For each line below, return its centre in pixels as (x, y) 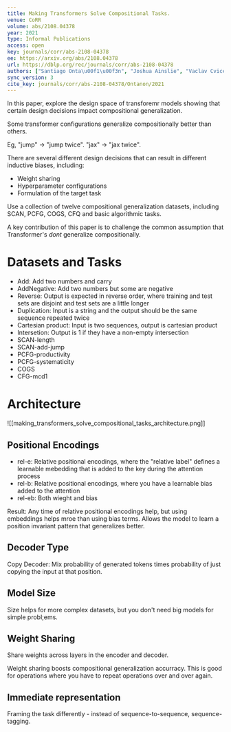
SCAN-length (36, 340)
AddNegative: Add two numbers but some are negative (95, 289)
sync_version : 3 (30, 77)
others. (17, 131)
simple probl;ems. (33, 617)
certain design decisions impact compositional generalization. (95, 111)
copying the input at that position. (55, 571)
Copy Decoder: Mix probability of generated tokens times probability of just (114, 564)
